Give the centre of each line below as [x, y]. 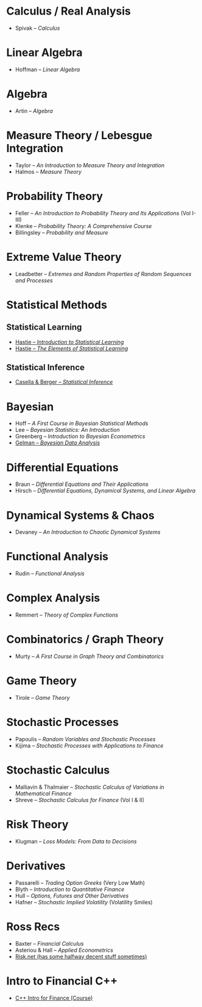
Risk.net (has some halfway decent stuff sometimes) [81, 957]
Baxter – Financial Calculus [49, 943]
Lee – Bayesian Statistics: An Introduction [67, 430]
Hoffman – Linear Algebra [47, 69]
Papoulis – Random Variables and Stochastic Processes [85, 739]
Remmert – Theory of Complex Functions [67, 615]
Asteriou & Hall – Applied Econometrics [64, 950]
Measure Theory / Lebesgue [79, 136]
